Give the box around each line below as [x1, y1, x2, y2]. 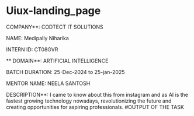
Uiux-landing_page [6, 4, 101, 17]
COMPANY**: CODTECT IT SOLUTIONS [6, 23, 103, 30]
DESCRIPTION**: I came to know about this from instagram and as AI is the [6, 91, 189, 98]
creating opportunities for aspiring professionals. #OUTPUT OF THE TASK [6, 103, 184, 110]
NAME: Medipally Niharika [6, 34, 69, 41]
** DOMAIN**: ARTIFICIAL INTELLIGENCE [6, 57, 109, 64]
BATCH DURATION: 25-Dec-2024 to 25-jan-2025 [6, 68, 125, 75]
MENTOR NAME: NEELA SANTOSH [6, 80, 91, 87]
